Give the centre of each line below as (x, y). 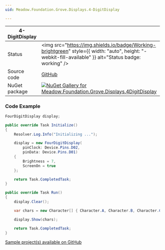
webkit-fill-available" (66, 57)
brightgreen (55, 51)
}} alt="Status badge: (117, 57)
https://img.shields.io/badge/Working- (111, 45)
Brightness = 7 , (39, 161)
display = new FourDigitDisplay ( (48, 143)
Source (16, 71)
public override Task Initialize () (41, 125)
